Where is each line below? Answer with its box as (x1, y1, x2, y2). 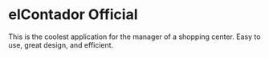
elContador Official (8, 6, 138, 24)
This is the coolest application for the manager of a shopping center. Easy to (8, 32, 261, 41)
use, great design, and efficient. (8, 40, 114, 49)
